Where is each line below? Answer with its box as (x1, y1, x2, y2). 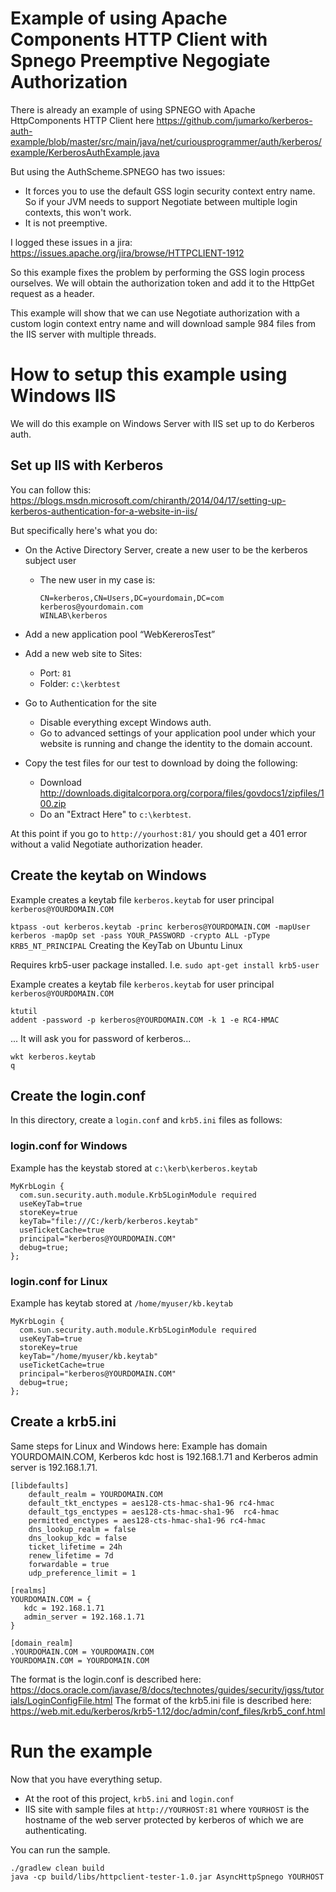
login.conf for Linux (10, 1274, 108, 1288)
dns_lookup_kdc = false (28, 1533, 128, 1543)
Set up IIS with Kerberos (10, 457, 164, 474)
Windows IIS (10, 385, 117, 407)
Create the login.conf (10, 1087, 147, 1104)
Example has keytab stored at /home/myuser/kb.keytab (10, 1297, 233, 1309)
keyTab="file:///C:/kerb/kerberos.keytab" (19, 1216, 199, 1226)
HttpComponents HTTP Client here (10, 114, 155, 126)
